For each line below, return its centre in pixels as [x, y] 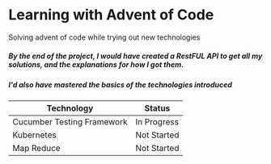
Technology [70, 108]
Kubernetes [34, 135]
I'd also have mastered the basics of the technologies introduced [121, 84]
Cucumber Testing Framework [70, 122]
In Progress [157, 122]
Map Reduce [36, 149]
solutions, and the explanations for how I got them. [96, 64]
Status [157, 108]
